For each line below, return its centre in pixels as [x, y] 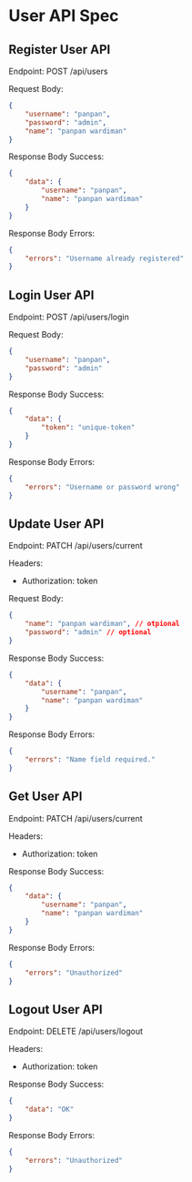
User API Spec [64, 16]
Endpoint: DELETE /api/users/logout [76, 1031]
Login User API [51, 295]
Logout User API [56, 1010]
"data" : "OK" [50, 1110]
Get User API [45, 797]
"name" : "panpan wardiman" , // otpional [102, 624]
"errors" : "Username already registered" [104, 258]
